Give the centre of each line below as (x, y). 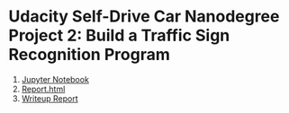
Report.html (43, 89)
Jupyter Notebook (55, 79)
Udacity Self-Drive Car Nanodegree (144, 17)
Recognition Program (89, 55)
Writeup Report (50, 98)
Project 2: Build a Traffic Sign (119, 35)
